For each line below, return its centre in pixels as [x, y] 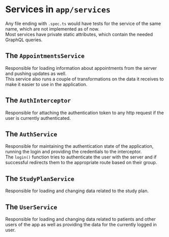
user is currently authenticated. [38, 118]
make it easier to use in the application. [46, 84]
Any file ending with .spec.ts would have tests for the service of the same [83, 23]
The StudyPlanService [40, 179]
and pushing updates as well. [36, 73]
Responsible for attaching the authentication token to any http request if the [84, 113]
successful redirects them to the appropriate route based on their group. [81, 163]
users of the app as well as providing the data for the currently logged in [81, 225]
